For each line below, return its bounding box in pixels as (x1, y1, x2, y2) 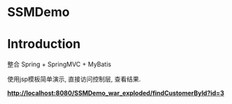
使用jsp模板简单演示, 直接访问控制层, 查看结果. (7, 75, 141, 84)
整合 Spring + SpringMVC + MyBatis (7, 60, 112, 68)
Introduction (7, 36, 81, 52)
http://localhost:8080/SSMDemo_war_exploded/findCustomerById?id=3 (7, 89, 225, 98)
